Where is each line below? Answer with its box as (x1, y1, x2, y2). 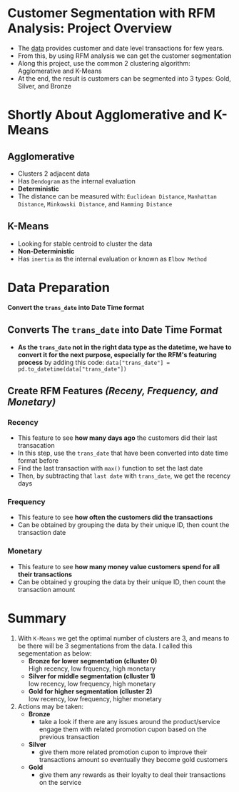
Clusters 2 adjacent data (17, 169, 91, 178)
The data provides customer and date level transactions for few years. (17, 44, 225, 52)
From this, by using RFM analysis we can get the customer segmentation (17, 51, 232, 60)
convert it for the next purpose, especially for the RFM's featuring (17, 350, 218, 359)
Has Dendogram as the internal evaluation (17, 176, 136, 185)
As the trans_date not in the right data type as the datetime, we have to (17, 343, 232, 351)
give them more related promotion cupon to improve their (39, 748, 208, 756)
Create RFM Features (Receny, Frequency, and (7, 384, 219, 397)
